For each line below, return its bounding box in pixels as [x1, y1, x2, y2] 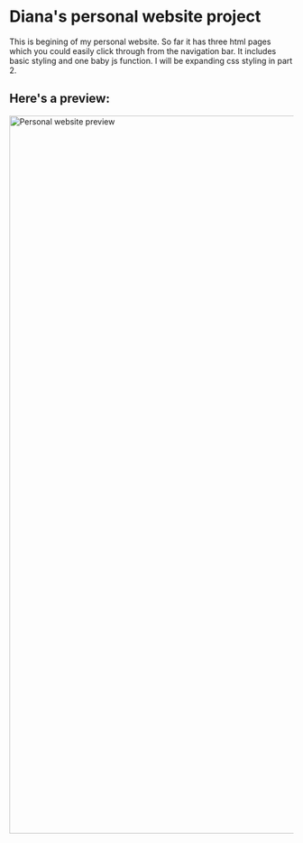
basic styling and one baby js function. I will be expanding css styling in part [9, 55, 293, 66]
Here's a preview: [9, 91, 110, 106]
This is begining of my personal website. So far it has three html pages [9, 36, 271, 47]
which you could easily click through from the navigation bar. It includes [9, 45, 277, 56]
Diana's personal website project [9, 6, 262, 27]
